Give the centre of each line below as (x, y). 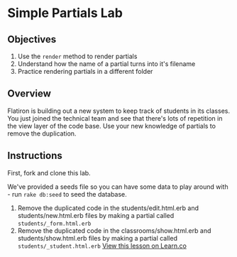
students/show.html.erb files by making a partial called (97, 238)
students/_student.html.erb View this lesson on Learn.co (102, 246)
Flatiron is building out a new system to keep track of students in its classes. (119, 111)
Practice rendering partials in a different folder (85, 71)
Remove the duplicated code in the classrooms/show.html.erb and (114, 230)
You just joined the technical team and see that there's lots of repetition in (115, 118)
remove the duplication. (42, 133)
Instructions (35, 156)
